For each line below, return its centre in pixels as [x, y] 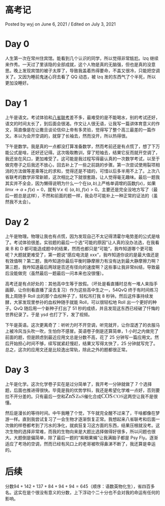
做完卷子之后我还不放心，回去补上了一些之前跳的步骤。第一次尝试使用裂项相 [82, 165]
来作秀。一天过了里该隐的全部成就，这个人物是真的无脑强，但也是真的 [76, 64]
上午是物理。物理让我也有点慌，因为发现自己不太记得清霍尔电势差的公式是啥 [82, 236]
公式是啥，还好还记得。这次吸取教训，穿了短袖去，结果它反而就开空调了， [84, 152]
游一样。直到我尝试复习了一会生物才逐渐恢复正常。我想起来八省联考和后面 [80, 419]
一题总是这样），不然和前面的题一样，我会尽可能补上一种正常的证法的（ [81, 196]
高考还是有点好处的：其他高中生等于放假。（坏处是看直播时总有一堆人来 [77, 283]
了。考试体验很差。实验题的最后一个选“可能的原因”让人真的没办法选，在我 [80, 242]
